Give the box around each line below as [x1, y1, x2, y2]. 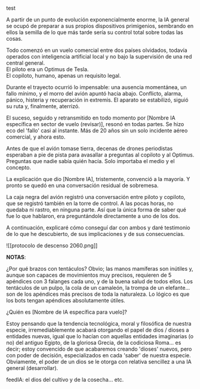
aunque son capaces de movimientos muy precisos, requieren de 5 [6, 271, 172, 278]
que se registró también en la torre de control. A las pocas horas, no [6, 200, 174, 207]
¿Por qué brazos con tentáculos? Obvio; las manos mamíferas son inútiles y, [6, 265, 193, 272]
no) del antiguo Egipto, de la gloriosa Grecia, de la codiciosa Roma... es [6, 339, 181, 346]
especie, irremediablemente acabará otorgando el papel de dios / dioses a [6, 326, 189, 333]
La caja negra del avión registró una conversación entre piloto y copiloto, [6, 194, 186, 200]
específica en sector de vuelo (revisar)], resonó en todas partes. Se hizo [6, 121, 184, 127]
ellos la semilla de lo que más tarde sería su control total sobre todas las [6, 29, 183, 36]
